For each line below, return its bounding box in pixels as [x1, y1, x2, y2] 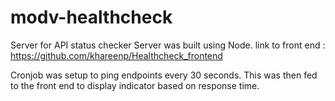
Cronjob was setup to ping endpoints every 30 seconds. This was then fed [10, 69, 318, 81]
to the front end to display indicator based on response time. [10, 79, 260, 91]
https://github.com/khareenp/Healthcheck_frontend [10, 49, 223, 61]
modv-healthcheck [10, 6, 173, 29]
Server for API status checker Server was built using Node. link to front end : [10, 39, 326, 51]
